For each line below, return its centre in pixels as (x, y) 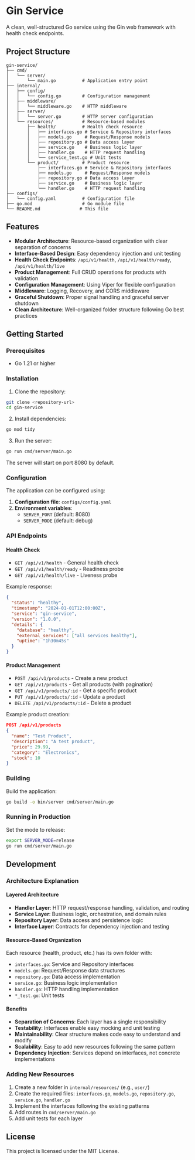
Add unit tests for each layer (49, 1118)
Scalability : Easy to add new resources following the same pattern (95, 1047)
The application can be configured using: (56, 491)
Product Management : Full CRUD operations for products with (90, 272)
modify (23, 1040)
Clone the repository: (40, 392)
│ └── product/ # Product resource (68, 162)
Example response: (29, 587)
